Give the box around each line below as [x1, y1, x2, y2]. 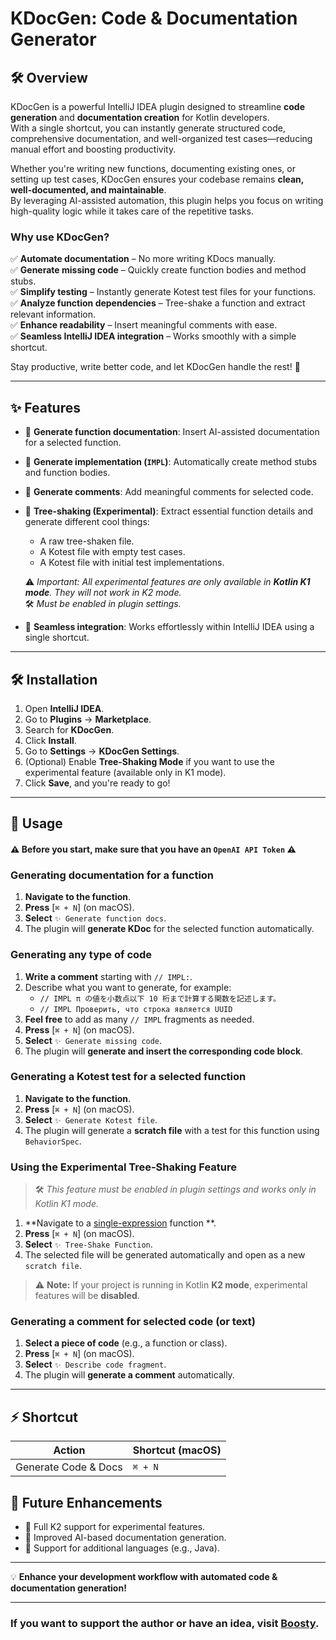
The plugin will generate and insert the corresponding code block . [24, 1045, 304, 1057]
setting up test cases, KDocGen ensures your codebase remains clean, [10, 173, 305, 185]
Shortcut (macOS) [132, 1443, 222, 1457]
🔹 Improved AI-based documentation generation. [24, 1532, 227, 1544]
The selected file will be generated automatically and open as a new [24, 1249, 306, 1261]
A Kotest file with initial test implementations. [39, 557, 225, 569]
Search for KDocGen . [24, 723, 115, 736]
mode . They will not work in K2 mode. [24, 587, 182, 599]
